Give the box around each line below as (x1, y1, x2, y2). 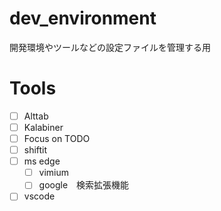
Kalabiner (23, 121, 64, 133)
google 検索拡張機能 (38, 179, 130, 191)
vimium (38, 167, 70, 179)
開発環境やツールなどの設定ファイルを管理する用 (9, 41, 211, 53)
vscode (23, 190, 56, 202)
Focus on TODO (23, 133, 91, 144)
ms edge (23, 155, 61, 167)
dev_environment (9, 7, 157, 30)
